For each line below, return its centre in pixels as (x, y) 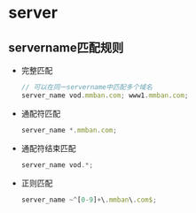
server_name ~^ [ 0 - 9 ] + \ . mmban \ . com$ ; (89, 200)
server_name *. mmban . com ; (69, 130)
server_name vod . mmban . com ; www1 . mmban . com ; (105, 95)
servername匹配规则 (66, 47)
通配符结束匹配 (48, 148)
